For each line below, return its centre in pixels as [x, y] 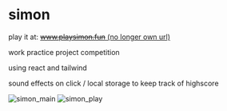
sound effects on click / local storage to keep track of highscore [113, 83]
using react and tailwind [48, 67]
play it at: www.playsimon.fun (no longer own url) [89, 37]
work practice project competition [64, 52]
